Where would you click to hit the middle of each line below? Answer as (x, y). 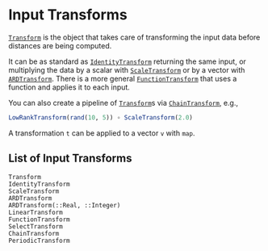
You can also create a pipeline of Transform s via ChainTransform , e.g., (124, 102)
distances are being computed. (60, 45)
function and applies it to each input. (69, 87)
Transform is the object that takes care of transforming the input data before (134, 37)
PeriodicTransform (39, 241)
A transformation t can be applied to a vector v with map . (102, 133)
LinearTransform (36, 212)
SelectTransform (36, 226)
